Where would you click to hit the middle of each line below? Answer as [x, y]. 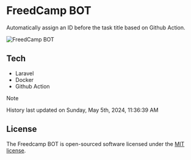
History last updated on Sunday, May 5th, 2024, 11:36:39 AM [82, 110]
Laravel [24, 73]
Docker [24, 79]
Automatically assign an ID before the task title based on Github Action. [96, 27]
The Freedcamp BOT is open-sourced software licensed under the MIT [95, 144]
